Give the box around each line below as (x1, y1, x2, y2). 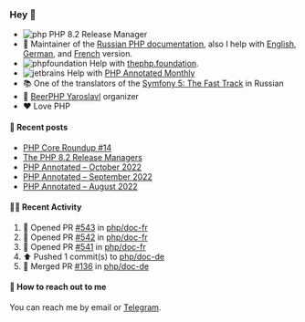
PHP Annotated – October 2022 (22, 161, 142, 172)
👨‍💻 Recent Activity (9, 202, 82, 213)
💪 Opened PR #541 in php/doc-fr (22, 241, 146, 252)
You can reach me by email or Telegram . (9, 301, 162, 313)
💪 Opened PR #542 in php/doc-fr (22, 232, 148, 243)
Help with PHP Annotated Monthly (67, 68, 195, 78)
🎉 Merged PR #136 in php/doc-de (22, 260, 149, 272)
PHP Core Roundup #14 (22, 141, 112, 153)
